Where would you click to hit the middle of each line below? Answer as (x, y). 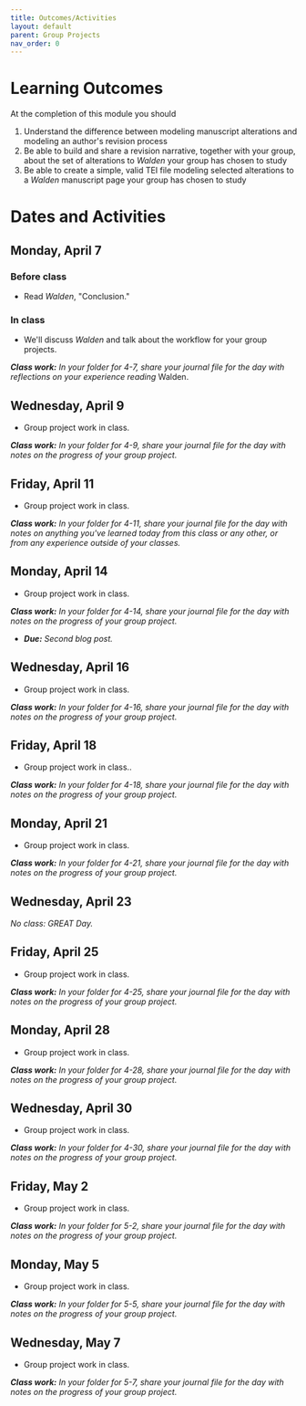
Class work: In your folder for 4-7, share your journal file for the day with (148, 367)
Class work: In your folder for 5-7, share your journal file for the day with (148, 1382)
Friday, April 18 (54, 745)
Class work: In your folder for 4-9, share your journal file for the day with (148, 446)
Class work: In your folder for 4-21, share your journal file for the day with (150, 863)
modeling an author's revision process (95, 142)
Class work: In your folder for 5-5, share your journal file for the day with (148, 1304)
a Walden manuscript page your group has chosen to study (135, 180)
